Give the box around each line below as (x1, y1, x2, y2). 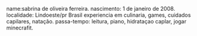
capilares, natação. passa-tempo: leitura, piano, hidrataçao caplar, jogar (6, 18, 187, 25)
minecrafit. (6, 24, 33, 31)
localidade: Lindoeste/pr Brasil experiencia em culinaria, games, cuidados (6, 11, 192, 19)
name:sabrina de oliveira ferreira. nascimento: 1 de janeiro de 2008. (6, 5, 175, 12)
